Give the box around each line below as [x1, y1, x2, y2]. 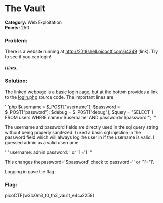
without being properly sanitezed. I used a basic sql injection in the [5, 129, 141, 135]
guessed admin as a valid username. [5, 139, 80, 145]
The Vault [5, 3, 46, 14]
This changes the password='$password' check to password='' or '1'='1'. [5, 159, 155, 165]
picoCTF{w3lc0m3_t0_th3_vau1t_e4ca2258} [5, 192, 95, 198]
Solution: [5, 77, 28, 84]
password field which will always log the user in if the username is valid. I [5, 135, 155, 140]
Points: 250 [5, 24, 30, 30]
